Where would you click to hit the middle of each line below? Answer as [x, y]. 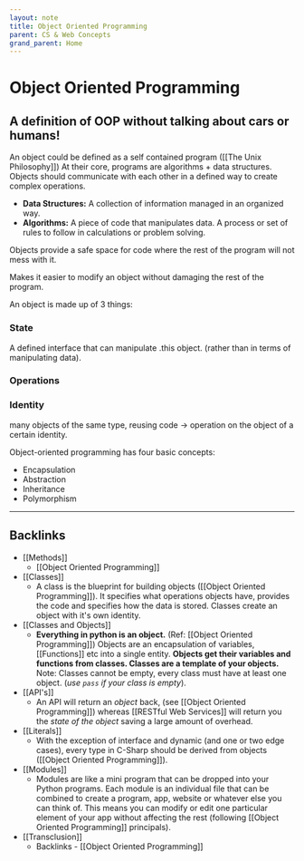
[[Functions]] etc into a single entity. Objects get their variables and [163, 653]
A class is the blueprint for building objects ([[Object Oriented [151, 586]
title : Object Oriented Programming [78, 26]
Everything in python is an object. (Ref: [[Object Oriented [144, 634]
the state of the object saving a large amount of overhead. [144, 721]
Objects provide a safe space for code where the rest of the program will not [152, 250]
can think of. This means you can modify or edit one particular [152, 808]
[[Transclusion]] [52, 837]
